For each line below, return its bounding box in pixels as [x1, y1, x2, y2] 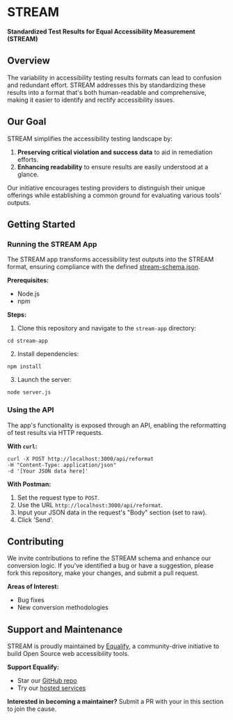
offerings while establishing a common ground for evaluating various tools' [7, 191, 222, 199]
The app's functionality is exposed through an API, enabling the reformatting [7, 421, 227, 429]
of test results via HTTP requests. [7, 428, 104, 436]
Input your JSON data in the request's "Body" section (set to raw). [17, 508, 207, 516]
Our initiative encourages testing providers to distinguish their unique [7, 183, 205, 192]
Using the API [7, 405, 54, 415]
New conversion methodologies [17, 604, 109, 612]
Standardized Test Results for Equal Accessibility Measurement [7, 27, 196, 36]
